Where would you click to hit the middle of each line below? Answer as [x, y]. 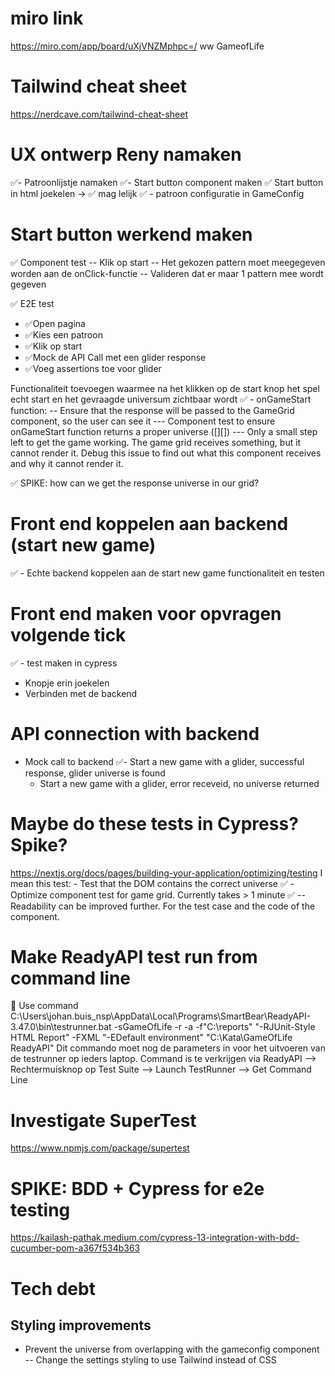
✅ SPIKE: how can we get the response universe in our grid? [135, 483]
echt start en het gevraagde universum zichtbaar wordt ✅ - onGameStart [161, 399]
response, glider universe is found [95, 773]
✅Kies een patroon [63, 334]
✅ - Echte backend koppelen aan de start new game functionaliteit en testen [167, 573]
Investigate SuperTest [103, 1120]
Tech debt [53, 1288]
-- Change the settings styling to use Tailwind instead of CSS [150, 1360]
